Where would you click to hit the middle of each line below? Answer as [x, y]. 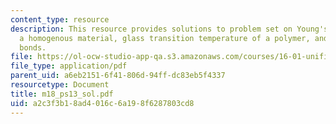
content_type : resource [60, 19]
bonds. [33, 47]
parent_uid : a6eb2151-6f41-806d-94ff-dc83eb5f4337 [118, 76]
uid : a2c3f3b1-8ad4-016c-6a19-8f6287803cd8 [102, 103]
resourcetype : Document [60, 85]
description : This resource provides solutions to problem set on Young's [169, 29]
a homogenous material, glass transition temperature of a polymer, [165, 38]
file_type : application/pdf [69, 66]
